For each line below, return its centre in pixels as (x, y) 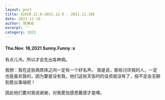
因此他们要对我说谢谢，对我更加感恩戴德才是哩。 (55, 93)
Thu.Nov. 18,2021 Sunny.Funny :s (40, 48)
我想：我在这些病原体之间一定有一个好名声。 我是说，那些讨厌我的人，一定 (81, 70)
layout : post (18, 10)
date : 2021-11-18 (23, 19)
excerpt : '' (17, 28)
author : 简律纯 (19, 23)
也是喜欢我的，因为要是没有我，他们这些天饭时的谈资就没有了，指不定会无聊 (83, 76)
